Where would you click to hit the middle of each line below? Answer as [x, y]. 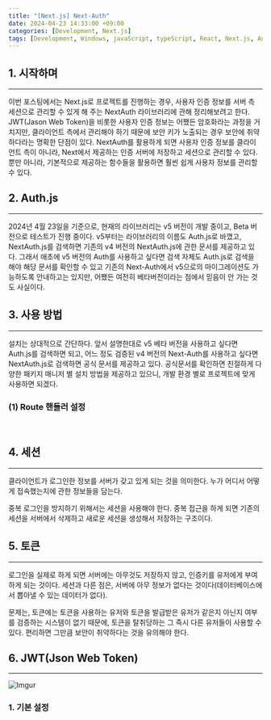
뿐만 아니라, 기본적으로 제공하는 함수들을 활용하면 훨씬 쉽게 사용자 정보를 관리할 [133, 162]
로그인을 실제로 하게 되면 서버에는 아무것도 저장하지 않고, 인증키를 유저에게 [126, 575]
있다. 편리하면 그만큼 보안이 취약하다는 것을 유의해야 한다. [99, 632]
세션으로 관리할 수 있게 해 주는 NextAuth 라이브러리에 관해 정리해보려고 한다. [129, 112]
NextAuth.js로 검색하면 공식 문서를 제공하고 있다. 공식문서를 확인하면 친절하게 [131, 364]
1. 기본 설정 [29, 708]
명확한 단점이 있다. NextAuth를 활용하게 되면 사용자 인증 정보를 [135, 142]
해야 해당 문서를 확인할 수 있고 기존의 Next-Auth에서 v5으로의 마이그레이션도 [129, 267]
